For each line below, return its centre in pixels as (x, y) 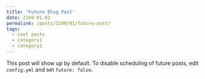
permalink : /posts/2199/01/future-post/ (59, 23)
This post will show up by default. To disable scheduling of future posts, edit (102, 63)
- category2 (27, 46)
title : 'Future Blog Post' (41, 12)
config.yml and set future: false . (50, 69)
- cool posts (28, 35)
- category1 (27, 40)
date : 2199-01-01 (28, 18)
